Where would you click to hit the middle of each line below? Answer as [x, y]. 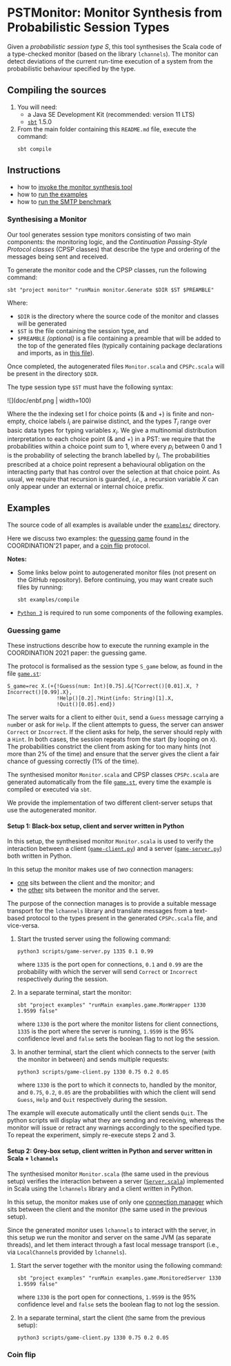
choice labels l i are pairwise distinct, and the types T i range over [120, 422]
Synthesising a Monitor [47, 219]
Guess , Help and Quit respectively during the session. [92, 1100]
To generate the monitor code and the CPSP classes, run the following [107, 270]
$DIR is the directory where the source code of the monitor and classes [118, 316]
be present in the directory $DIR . [53, 373]
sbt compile [34, 149]
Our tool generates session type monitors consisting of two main [99, 234]
